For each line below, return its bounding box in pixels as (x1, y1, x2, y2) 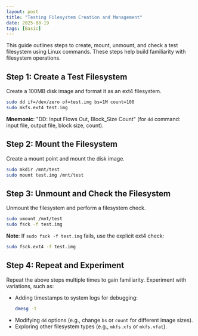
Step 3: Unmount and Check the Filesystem (6, 189, 171, 199)
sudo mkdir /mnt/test (6, 167, 60, 172)
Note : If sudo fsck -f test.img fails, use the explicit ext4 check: (6, 232, 165, 239)
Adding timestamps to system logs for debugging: (14, 294, 138, 301)
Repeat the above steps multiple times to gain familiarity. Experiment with (6, 276, 187, 283)
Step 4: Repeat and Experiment (6, 260, 124, 270)
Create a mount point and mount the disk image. (6, 155, 125, 162)
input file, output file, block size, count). (6, 122, 104, 129)
